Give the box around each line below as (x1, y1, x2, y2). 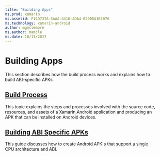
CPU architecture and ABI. (5, 146, 57, 152)
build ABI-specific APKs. (5, 77, 54, 82)
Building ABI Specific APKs (5, 128, 89, 136)
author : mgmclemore (5, 25, 45, 30)
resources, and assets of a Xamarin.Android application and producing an (5, 109, 152, 115)
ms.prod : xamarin (5, 12, 40, 17)
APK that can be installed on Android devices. (5, 114, 96, 120)
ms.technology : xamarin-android (5, 20, 70, 26)
